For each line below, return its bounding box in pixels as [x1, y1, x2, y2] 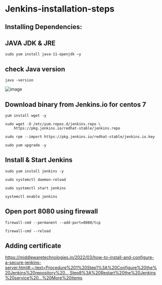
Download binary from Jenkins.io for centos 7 [5, 100, 146, 108]
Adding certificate [5, 242, 62, 250]
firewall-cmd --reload [5, 228, 51, 233]
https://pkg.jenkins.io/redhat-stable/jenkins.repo [14, 126, 120, 131]
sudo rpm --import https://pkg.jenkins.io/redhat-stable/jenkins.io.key [5, 135, 155, 139]
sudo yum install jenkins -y [5, 168, 64, 174]
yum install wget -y [5, 113, 47, 118]
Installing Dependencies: [5, 23, 82, 31]
